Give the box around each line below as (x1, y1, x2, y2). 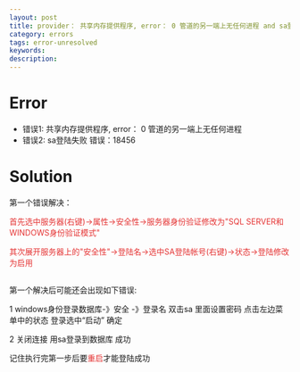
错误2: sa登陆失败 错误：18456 (21, 135, 136, 145)
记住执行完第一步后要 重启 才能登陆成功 (9, 353, 150, 364)
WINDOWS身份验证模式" (9, 227, 101, 237)
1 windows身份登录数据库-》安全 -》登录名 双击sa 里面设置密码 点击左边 (9, 304, 276, 315)
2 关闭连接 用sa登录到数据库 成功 (9, 334, 131, 344)
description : (9, 54, 58, 63)
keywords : (9, 46, 46, 55)
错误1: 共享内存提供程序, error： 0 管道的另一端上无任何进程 (21, 123, 243, 134)
